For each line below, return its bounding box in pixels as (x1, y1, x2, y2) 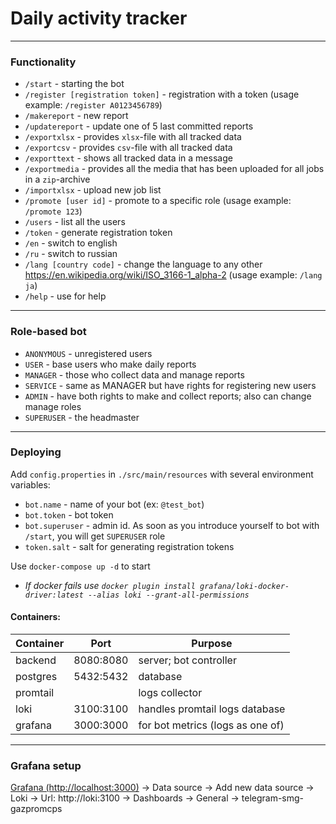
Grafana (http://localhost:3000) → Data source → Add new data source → (10, 782, 315, 794)
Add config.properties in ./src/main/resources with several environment (10, 468, 314, 480)
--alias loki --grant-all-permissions (88, 590, 250, 600)
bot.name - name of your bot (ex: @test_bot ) (24, 498, 205, 510)
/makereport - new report (24, 110, 129, 122)
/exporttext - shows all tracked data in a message (24, 152, 233, 164)
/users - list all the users (24, 216, 126, 228)
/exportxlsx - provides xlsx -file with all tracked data (24, 131, 242, 143)
